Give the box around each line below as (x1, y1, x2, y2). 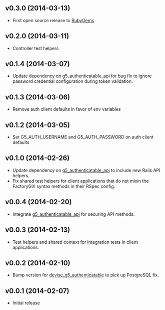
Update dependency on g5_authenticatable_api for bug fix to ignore (12, 73, 152, 79)
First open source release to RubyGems (12, 17, 94, 23)
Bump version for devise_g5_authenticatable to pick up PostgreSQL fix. (12, 272, 159, 278)
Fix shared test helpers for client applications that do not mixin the (12, 178, 149, 184)
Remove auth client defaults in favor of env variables (12, 106, 121, 112)
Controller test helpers (12, 45, 59, 51)
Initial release (12, 300, 40, 306)
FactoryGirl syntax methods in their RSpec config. (12, 183, 115, 189)
